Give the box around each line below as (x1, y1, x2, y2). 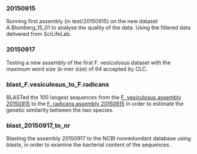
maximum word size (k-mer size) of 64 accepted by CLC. (6, 65, 148, 72)
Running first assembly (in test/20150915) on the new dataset (6, 18, 158, 25)
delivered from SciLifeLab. (6, 30, 71, 38)
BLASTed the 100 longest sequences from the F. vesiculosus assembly (6, 94, 181, 101)
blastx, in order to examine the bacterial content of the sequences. (6, 141, 171, 149)
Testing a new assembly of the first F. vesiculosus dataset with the (6, 58, 171, 66)
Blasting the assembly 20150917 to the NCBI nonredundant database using (6, 135, 191, 142)
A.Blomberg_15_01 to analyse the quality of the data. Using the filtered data (6, 24, 191, 31)
